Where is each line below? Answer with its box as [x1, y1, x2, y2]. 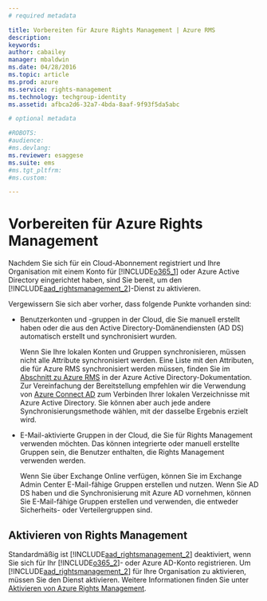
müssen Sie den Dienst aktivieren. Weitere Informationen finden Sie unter [8, 575, 249, 584]
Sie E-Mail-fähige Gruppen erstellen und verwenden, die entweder [19, 496, 239, 507]
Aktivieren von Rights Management [8, 528, 188, 542]
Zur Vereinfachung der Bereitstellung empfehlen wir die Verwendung [19, 381, 246, 391]
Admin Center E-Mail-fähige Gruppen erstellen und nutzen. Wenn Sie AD [19, 480, 259, 489]
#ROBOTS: [8, 129, 37, 137]
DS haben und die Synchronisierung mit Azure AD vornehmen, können [19, 488, 252, 498]
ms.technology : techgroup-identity [8, 93, 127, 101]
